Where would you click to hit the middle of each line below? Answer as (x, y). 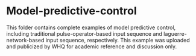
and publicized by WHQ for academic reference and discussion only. (92, 46)
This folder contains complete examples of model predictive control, (91, 27)
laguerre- (175, 33)
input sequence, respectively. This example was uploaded (118, 40)
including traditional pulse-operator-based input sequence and (84, 33)
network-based (25, 40)
